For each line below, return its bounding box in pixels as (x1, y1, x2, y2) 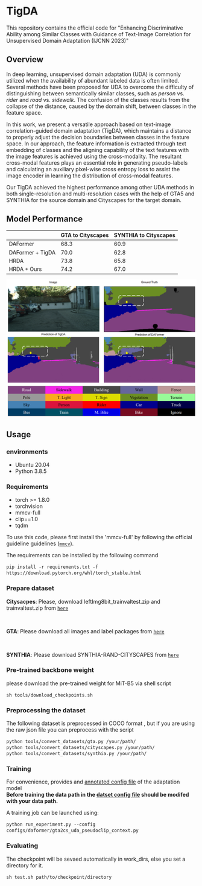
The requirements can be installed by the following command (6, 552, 159, 559)
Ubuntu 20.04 (14, 461, 50, 468)
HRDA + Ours (8, 265, 42, 273)
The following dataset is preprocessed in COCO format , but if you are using (6, 720, 195, 727)
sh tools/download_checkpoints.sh (6, 692, 93, 698)
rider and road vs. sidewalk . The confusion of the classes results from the (6, 96, 190, 103)
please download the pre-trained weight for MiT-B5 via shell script (6, 680, 171, 687)
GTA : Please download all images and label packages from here (6, 627, 165, 634)
